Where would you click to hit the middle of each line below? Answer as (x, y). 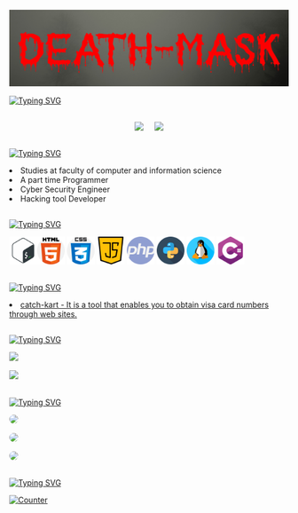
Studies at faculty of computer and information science (121, 170)
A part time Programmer (65, 180)
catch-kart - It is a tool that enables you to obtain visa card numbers (145, 304)
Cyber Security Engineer (66, 189)
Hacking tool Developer (63, 199)
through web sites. (43, 314)
